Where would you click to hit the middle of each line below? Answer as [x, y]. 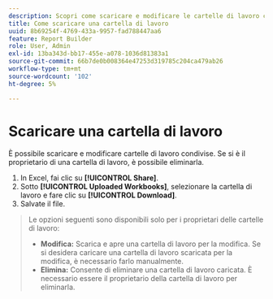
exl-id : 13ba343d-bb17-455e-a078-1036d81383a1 [89, 54]
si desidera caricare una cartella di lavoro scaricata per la [136, 253]
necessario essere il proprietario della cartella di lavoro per [139, 279]
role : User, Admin [39, 46]
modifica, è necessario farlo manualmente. [112, 262]
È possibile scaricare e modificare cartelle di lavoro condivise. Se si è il [127, 154]
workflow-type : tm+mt [45, 69]
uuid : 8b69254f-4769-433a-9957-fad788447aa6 [85, 31]
